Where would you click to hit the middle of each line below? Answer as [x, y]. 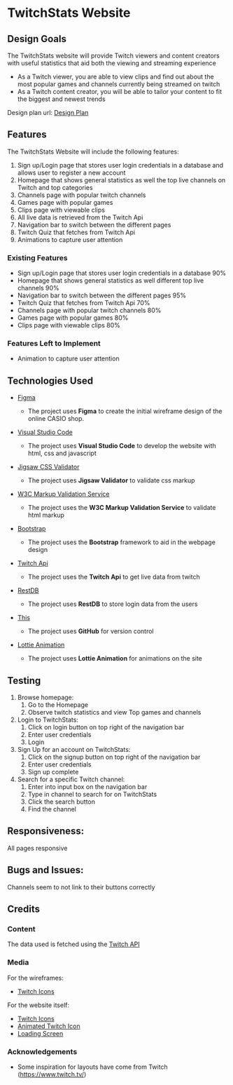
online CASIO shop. [56, 419]
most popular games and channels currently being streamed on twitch [119, 84]
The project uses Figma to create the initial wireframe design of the [125, 411]
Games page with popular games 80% [73, 318]
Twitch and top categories [55, 187]
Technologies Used [50, 380]
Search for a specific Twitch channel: [71, 779]
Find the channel [52, 809]
